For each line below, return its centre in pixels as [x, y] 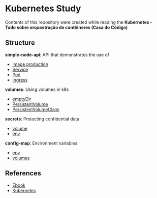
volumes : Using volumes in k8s [37, 89]
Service [20, 69]
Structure [20, 43]
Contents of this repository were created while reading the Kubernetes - [79, 22]
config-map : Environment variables [41, 143]
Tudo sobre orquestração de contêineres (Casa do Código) [66, 27]
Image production [30, 64]
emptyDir [22, 99]
